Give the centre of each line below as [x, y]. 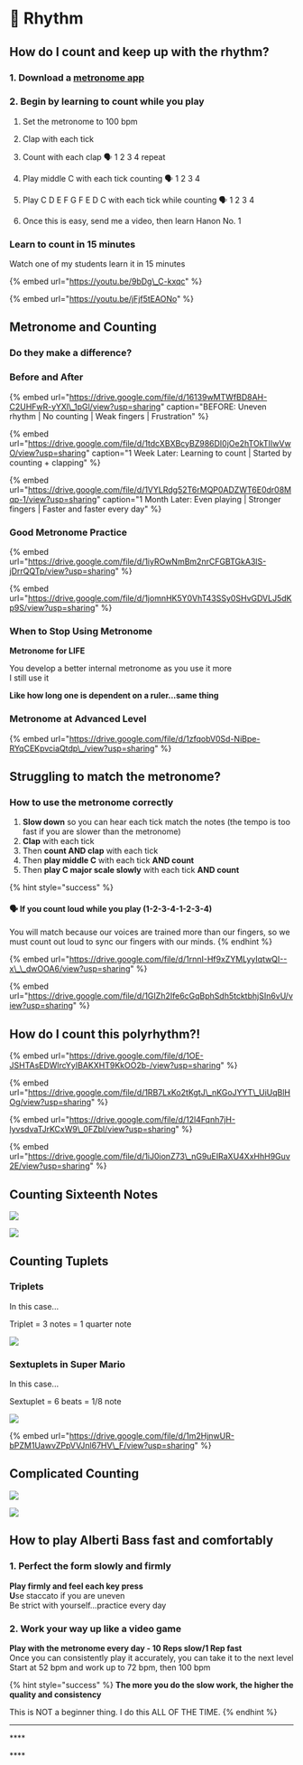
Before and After [46, 377]
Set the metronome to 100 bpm [80, 121]
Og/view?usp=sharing [50, 1103]
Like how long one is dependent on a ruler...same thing [114, 696]
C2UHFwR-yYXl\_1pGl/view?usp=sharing [85, 407]
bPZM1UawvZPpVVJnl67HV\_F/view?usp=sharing [102, 1446]
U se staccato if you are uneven [67, 1595]
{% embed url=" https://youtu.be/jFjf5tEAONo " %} [102, 299]
